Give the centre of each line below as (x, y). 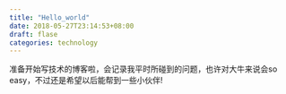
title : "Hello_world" (50, 17)
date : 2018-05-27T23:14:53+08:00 (72, 26)
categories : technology (54, 43)
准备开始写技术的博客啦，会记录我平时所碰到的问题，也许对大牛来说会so (143, 69)
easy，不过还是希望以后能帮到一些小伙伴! (86, 81)
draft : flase (34, 34)
